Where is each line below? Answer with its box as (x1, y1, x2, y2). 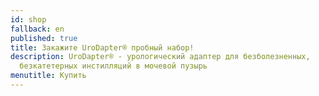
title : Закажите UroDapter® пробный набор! (10, 42, 195, 53)
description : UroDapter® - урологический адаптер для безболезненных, (10, 52, 311, 62)
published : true (10, 33, 78, 43)
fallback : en (10, 24, 65, 34)
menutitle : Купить (10, 71, 87, 81)
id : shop (10, 14, 47, 25)
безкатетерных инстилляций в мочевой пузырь (19, 61, 208, 71)
